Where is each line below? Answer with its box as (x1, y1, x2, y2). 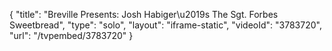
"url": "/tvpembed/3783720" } (9, 30, 134, 41)
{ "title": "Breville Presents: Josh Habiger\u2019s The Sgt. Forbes (9, 9, 279, 20)
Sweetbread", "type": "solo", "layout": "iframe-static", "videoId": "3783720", (9, 19, 322, 31)
